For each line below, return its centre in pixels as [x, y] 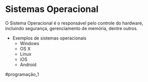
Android [28, 64]
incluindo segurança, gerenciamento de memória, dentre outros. [71, 28]
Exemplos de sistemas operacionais [49, 38]
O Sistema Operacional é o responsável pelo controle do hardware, [74, 23]
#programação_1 [22, 74]
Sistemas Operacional [52, 9]
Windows [29, 43]
